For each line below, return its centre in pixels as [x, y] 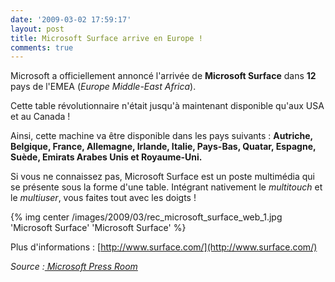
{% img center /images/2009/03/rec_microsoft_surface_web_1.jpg [146, 217]
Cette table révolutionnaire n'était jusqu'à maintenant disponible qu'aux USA [167, 106]
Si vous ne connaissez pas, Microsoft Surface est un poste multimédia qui [162, 177]
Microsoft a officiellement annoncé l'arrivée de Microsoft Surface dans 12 [163, 76]
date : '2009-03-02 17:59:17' [71, 19]
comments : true [42, 47]
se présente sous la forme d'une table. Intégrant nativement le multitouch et [166, 187]
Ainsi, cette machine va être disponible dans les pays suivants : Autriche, [161, 136]
